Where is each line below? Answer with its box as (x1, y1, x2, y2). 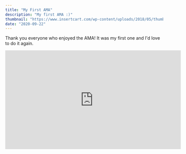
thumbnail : (5, 17, 28, 22)
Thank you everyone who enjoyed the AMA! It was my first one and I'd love (5, 35, 160, 41)
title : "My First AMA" (5, 7, 53, 13)
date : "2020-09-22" (5, 21, 46, 27)
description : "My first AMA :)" (5, 12, 73, 17)
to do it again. (5, 41, 34, 47)
